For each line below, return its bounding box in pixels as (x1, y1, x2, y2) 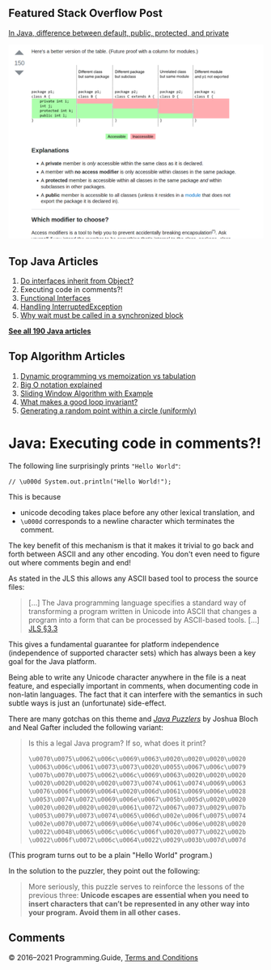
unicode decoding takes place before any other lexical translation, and (19, 507, 255, 517)
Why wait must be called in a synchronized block (19, 311, 184, 320)
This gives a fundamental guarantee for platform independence (8, 639, 220, 649)
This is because (8, 491, 61, 501)
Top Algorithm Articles (8, 350, 125, 363)
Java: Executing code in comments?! (8, 434, 261, 453)
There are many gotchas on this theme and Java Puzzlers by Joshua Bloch (8, 714, 259, 723)
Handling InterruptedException (19, 302, 123, 311)
